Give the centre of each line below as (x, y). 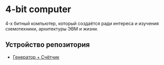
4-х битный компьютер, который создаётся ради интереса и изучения (82, 23)
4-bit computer (38, 9)
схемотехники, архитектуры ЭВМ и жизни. (52, 28)
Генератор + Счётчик (36, 57)
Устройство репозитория (48, 45)
